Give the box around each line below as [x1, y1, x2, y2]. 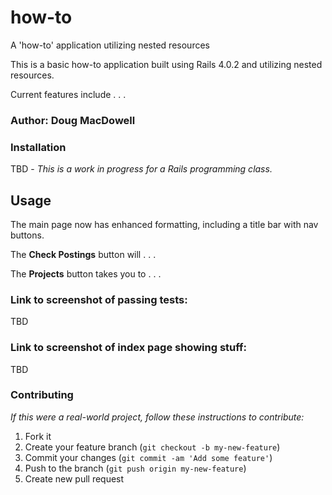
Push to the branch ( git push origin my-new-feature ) [24, 462, 247, 474]
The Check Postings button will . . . [10, 248, 157, 260]
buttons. [10, 229, 45, 241]
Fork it [24, 430, 52, 442]
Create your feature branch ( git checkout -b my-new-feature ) [24, 441, 281, 453]
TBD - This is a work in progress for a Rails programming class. [10, 163, 273, 175]
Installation [10, 140, 67, 154]
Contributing [10, 388, 74, 402]
